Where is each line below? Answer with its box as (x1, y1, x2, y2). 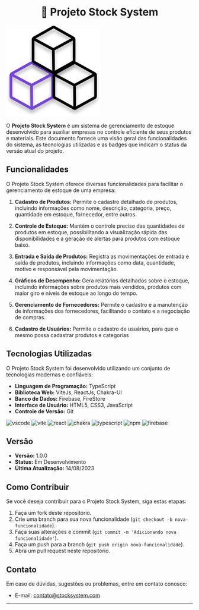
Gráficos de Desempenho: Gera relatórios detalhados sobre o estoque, (14, 276, 190, 284)
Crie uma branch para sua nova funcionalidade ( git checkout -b (14, 515, 173, 523)
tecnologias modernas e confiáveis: (6, 371, 94, 378)
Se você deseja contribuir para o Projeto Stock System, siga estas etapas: (6, 498, 187, 505)
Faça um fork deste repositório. (14, 510, 92, 517)
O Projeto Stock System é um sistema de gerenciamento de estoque (6, 122, 175, 129)
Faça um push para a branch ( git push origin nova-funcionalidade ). (14, 541, 185, 548)
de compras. (14, 313, 46, 320)
